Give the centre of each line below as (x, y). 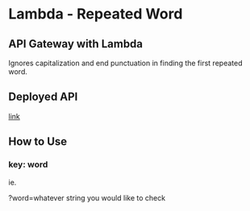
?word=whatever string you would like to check (87, 197)
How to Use (38, 142)
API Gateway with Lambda (76, 44)
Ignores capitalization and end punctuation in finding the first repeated (125, 63)
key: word (28, 164)
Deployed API (43, 97)
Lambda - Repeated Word (96, 14)
